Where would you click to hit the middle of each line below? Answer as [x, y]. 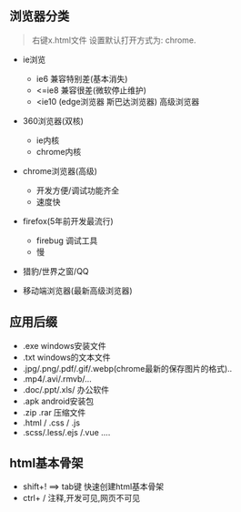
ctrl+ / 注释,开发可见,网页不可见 [81, 498]
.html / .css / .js [51, 423]
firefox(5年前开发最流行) [68, 220]
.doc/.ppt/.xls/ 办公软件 [65, 389]
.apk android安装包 [58, 401]
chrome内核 [59, 151]
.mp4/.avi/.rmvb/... [57, 379]
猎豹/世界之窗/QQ [55, 271]
